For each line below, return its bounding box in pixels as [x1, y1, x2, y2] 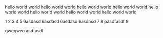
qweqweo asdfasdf [5, 28, 44, 33]
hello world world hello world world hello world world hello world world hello [5, 4, 159, 10]
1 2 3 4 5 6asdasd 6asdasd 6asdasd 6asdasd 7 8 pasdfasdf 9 [5, 19, 129, 24]
